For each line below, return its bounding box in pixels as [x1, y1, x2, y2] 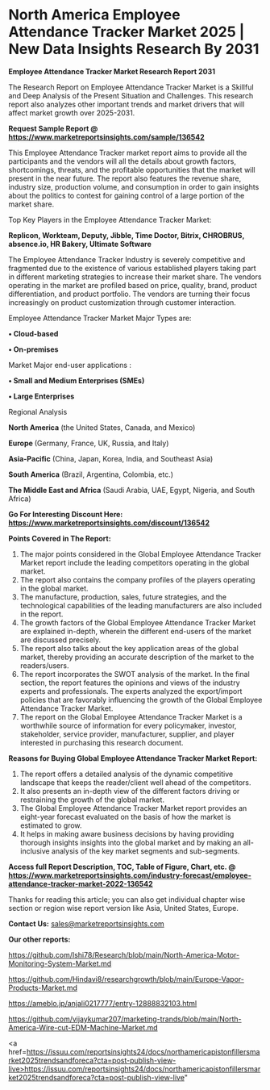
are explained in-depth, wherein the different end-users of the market [19, 626, 251, 636]
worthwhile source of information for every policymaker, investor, [19, 720, 237, 730]
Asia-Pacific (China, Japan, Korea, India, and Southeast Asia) [8, 453, 214, 463]
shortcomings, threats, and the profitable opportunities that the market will [8, 165, 255, 174]
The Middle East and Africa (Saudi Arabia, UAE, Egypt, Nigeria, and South [8, 485, 255, 495]
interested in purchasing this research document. [19, 737, 184, 747]
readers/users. [19, 660, 69, 670]
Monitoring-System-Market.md [8, 958, 112, 968]
